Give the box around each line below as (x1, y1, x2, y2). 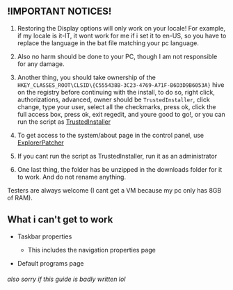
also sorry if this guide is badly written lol (7, 275, 126, 284)
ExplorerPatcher (17, 138, 64, 147)
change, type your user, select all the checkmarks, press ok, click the (17, 102, 216, 111)
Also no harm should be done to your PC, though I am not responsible (17, 52, 218, 61)
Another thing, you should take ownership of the (17, 73, 156, 81)
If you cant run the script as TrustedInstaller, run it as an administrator (17, 152, 218, 160)
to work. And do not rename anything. (17, 172, 127, 181)
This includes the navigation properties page (27, 245, 156, 254)
